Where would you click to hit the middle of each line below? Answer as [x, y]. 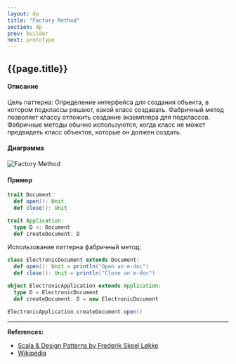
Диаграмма [26, 148]
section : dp [25, 27]
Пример [20, 180]
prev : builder [28, 33]
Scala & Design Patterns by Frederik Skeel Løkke [88, 345]
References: [26, 332]
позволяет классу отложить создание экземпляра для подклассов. [109, 117]
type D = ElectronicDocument [56, 292]
